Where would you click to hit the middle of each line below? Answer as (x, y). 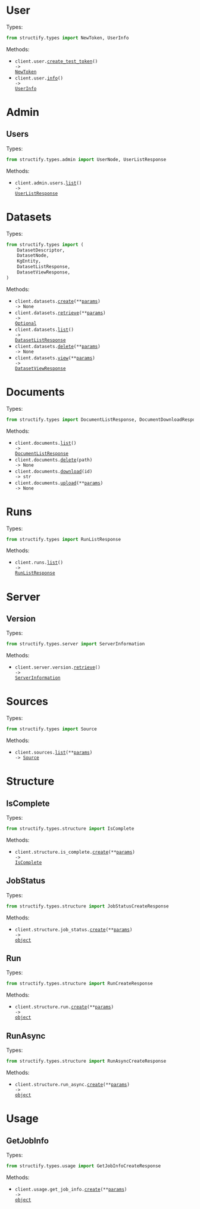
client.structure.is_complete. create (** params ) (75, 852)
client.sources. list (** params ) (54, 753)
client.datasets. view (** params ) (55, 358)
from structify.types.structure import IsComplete (70, 829)
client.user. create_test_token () (56, 61)
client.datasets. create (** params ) (57, 301)
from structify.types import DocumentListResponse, (71, 419)
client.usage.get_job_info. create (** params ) (71, 1189)
